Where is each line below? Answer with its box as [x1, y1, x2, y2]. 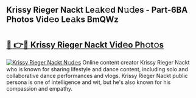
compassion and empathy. [6, 85, 73, 92]
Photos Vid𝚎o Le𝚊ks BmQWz [6, 15, 119, 25]
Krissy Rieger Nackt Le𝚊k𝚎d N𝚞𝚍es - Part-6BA [6, 5, 188, 15]
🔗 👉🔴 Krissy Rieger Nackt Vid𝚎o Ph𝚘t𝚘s [6, 40, 164, 50]
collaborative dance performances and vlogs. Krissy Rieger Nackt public [6, 72, 188, 79]
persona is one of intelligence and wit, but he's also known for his [6, 79, 171, 86]
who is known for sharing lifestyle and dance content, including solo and [6, 66, 189, 72]
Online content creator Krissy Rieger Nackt [82, 59, 190, 66]
